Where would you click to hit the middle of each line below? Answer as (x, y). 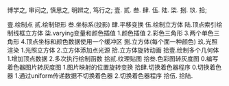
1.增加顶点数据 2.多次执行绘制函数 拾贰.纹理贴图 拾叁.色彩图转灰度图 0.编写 (113, 59)
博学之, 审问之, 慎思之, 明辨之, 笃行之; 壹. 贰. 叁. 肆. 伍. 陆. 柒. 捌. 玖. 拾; (107, 10)
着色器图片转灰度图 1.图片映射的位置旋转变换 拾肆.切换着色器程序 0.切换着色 (114, 67)
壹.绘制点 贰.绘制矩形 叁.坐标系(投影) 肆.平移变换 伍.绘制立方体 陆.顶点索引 (112, 25)
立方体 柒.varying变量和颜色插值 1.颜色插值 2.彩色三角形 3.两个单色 (119, 33)
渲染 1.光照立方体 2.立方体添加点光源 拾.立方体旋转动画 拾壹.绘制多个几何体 (113, 50)
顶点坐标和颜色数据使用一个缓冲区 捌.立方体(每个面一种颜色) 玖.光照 (122, 42)
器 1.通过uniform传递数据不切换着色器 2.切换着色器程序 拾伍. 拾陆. (100, 76)
